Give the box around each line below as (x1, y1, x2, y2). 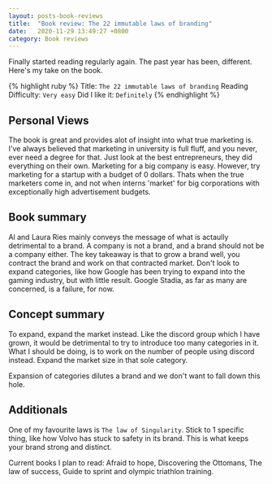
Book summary (8, 211, 87, 225)
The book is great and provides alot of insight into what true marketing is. (8, 135, 254, 145)
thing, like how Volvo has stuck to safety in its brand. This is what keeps (8, 433, 249, 443)
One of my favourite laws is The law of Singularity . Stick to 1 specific (8, 425, 244, 434)
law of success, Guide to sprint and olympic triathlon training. (8, 466, 214, 476)
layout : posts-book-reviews (8, 11, 104, 20)
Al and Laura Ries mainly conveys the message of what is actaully (8, 232, 229, 242)
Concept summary (8, 307, 106, 321)
